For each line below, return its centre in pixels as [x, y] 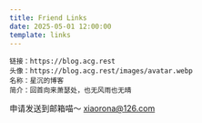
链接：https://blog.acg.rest [63, 61]
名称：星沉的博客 [37, 81]
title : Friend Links [49, 18]
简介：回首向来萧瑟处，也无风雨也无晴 [71, 91]
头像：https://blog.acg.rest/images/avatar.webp [101, 71]
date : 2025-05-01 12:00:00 [61, 26]
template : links [40, 35]
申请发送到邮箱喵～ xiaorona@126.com [82, 108]
